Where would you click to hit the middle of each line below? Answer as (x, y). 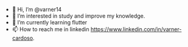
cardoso (23, 38)
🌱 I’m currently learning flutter (50, 22)
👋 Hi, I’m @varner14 (37, 9)
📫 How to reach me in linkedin (50, 29)
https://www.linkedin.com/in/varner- (136, 29)
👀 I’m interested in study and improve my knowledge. (78, 16)
